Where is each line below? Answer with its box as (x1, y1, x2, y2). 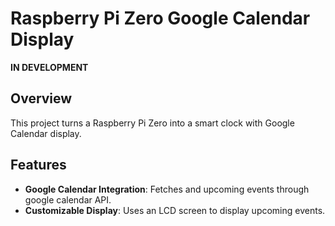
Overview (10, 90, 73, 107)
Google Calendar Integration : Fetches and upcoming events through (24, 183, 310, 195)
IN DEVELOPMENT (10, 61, 89, 73)
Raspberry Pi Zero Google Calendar (10, 7, 311, 30)
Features (10, 157, 67, 174)
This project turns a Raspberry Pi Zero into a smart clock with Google (10, 117, 295, 129)
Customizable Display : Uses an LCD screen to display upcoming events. (24, 204, 326, 216)
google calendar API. (24, 193, 112, 206)
